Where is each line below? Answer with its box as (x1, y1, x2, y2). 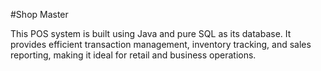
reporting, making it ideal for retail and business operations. (10, 49, 257, 61)
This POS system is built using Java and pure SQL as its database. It (10, 28, 292, 39)
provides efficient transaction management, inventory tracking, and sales (10, 39, 312, 50)
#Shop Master (10, 9, 69, 20)
